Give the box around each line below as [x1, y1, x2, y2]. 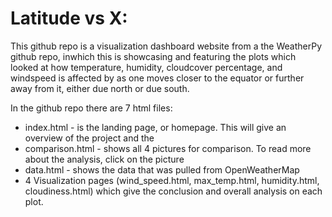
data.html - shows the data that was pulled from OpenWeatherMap [24, 163, 300, 176]
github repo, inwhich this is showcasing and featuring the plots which [10, 50, 297, 62]
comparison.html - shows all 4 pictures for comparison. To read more [24, 142, 312, 154]
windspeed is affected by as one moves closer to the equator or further [10, 72, 305, 84]
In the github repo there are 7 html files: [10, 102, 173, 114]
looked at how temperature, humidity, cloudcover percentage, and [10, 61, 283, 73]
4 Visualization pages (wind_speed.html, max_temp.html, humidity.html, [24, 174, 320, 186]
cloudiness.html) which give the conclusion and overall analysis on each [24, 185, 323, 197]
